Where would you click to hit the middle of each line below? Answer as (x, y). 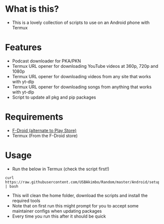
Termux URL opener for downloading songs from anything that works (82, 87)
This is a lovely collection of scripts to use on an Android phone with (81, 22)
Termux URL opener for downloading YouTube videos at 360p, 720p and (85, 66)
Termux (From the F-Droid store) (45, 136)
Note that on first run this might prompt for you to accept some (75, 205)
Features (23, 48)
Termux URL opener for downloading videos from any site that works (82, 76)
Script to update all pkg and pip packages (54, 97)
